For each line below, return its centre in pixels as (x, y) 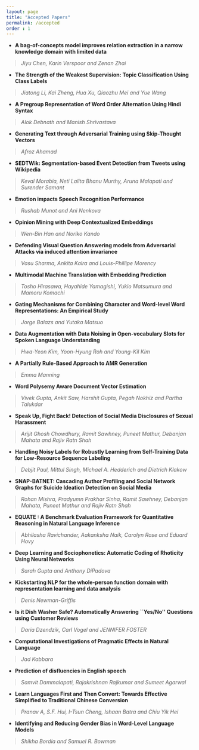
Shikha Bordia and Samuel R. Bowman (68, 742)
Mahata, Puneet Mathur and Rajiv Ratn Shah (76, 506)
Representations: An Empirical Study (61, 311)
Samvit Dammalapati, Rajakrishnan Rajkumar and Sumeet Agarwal (103, 683)
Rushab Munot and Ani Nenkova (61, 211)
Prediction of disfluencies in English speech (70, 671)
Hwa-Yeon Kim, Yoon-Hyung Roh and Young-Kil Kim (85, 352)
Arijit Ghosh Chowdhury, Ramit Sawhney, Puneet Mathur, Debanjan (103, 434)
